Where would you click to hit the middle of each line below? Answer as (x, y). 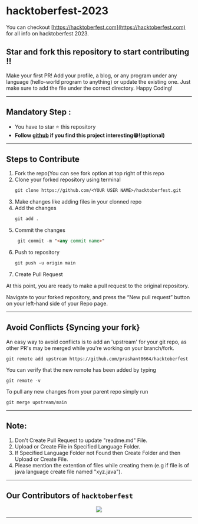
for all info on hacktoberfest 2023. (48, 33)
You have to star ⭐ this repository (55, 127)
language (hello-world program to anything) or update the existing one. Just (98, 81)
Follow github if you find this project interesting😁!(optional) (90, 135)
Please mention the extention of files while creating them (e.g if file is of (102, 465)
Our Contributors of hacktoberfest (70, 495)
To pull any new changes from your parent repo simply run (77, 391)
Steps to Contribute (43, 159)
